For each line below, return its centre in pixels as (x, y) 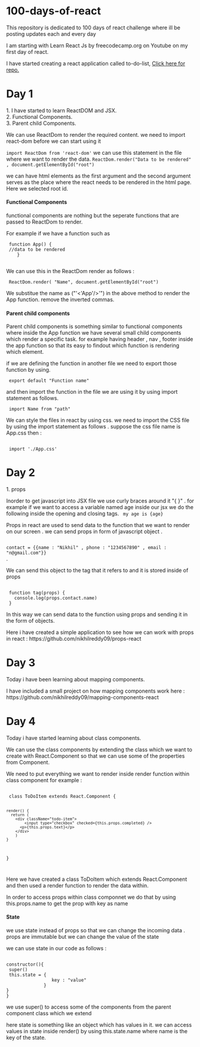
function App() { (30, 244)
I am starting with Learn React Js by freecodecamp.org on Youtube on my (97, 45)
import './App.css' (33, 449)
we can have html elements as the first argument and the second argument (99, 176)
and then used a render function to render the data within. (78, 885)
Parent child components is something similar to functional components (94, 326)
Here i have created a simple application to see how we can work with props (100, 632)
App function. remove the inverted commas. (60, 299)
